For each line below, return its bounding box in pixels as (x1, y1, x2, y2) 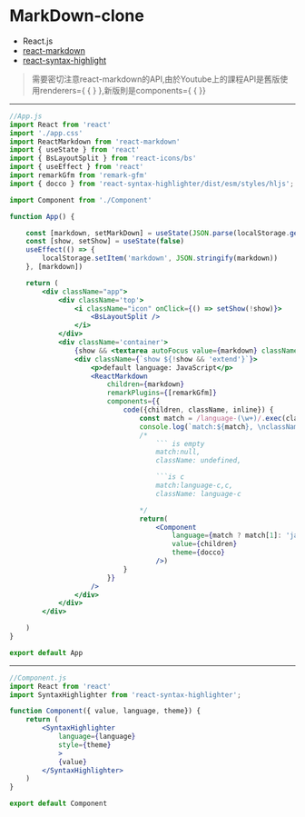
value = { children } (172, 540, 238, 549)
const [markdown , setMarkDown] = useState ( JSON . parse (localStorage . (25, 228, 290, 237)
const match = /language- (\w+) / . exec (139, 413, 282, 423)
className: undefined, (155, 456, 242, 465)
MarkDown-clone (9, 5, 145, 26)
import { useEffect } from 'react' (9, 163, 144, 172)
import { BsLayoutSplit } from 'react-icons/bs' (9, 154, 197, 164)
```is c (155, 473, 184, 482)
